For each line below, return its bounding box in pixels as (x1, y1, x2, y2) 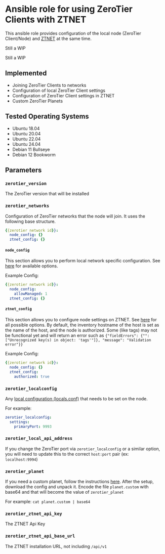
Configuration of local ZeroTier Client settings (12, 87, 105, 93)
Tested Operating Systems (5, 112, 89, 121)
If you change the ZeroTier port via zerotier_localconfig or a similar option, (5, 446, 161, 452)
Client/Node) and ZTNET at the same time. (5, 36, 92, 42)
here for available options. (5, 263, 58, 269)
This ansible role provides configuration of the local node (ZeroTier (5, 30, 141, 36)
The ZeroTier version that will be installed (5, 191, 89, 197)
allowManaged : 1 (14, 292, 48, 297)
